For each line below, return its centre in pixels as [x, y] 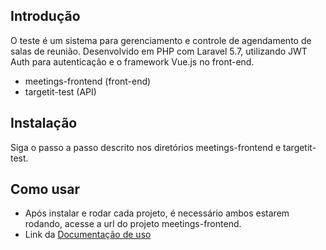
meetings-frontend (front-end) [88, 81]
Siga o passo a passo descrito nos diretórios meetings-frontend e [146, 147]
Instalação [44, 123]
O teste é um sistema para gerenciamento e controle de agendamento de [161, 40]
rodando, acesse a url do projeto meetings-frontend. [133, 224]
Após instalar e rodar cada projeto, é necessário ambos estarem [157, 213]
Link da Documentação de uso [88, 235]
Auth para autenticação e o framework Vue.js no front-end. [132, 61]
